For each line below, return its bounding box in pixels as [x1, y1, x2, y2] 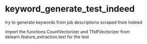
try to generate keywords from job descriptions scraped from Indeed [5, 19, 142, 25]
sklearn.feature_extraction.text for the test [5, 34, 89, 40]
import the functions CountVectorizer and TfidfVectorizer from [5, 29, 130, 34]
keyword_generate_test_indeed [5, 3, 135, 15]
